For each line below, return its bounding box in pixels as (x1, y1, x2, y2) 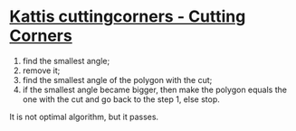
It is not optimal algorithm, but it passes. (9, 111, 159, 122)
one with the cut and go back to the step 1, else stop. (22, 93, 220, 105)
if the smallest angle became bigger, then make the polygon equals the (22, 84, 288, 95)
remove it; (22, 65, 61, 76)
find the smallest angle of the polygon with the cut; (22, 74, 213, 85)
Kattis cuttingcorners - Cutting (9, 6, 246, 27)
